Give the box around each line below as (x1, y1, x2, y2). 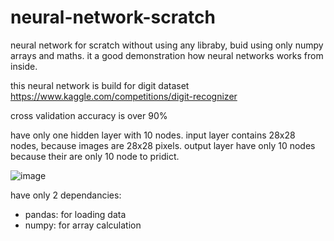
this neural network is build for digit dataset (10, 79, 190, 91)
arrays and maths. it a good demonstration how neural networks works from (10, 49, 324, 61)
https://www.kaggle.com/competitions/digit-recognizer (10, 90, 238, 102)
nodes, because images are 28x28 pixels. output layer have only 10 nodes (10, 139, 316, 151)
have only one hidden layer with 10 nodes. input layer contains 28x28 (10, 129, 296, 141)
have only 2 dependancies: (10, 189, 122, 201)
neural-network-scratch (10, 6, 216, 29)
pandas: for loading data (24, 208, 127, 220)
